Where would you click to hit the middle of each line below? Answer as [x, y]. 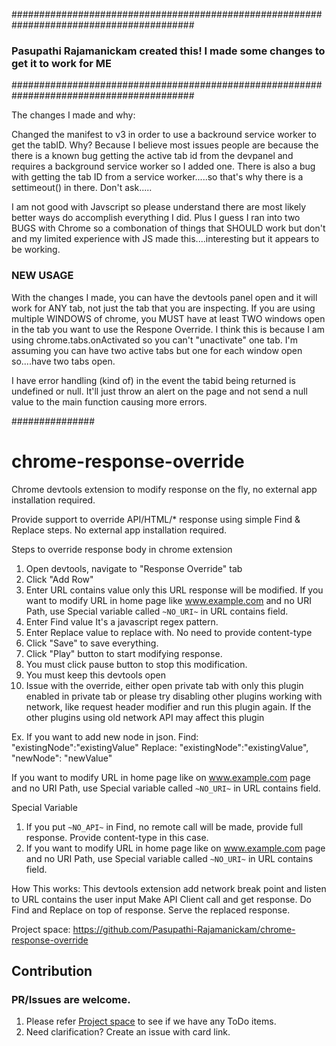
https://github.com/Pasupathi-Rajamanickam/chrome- [184, 929]
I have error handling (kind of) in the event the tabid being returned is [153, 380]
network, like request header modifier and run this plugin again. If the [168, 706]
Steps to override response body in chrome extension [122, 549]
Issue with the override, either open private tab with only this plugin [164, 685]
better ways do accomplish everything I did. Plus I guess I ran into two [156, 218]
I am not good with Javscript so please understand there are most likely [159, 207]
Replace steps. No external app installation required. [119, 530]
